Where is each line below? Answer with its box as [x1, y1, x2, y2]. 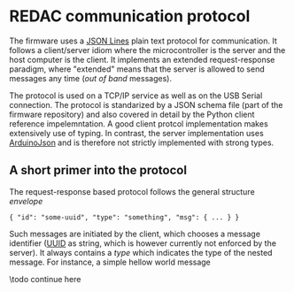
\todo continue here [9, 273, 81, 284]
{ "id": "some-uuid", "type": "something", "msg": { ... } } [9, 212, 240, 222]
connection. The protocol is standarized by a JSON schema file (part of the [9, 99, 283, 110]
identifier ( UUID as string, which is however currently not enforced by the [9, 237, 277, 249]
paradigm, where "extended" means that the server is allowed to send [9, 64, 266, 74]
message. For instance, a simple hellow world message [9, 257, 211, 267]
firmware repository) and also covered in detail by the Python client [9, 109, 255, 119]
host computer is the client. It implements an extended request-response [9, 54, 275, 65]
